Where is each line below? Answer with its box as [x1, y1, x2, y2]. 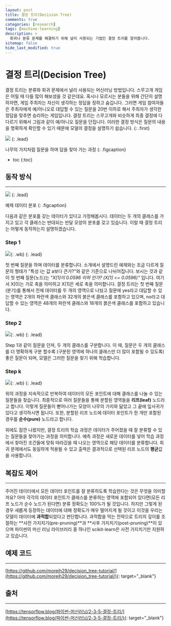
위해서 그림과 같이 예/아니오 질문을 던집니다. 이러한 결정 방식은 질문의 [18, 118, 156, 125]
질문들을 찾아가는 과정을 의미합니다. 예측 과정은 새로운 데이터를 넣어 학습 [10, 433, 155, 439]
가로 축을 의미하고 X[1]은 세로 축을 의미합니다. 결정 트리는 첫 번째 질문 [25, 281, 163, 287]
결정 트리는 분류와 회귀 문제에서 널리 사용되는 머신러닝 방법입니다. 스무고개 [5, 87, 154, 93]
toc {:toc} [12, 156, 33, 163]
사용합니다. [10, 452, 33, 459]
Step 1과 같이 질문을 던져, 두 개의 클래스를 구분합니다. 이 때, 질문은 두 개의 [5, 342, 152, 348]
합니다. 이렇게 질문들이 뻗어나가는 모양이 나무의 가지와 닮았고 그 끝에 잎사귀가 [10, 403, 164, 409]
